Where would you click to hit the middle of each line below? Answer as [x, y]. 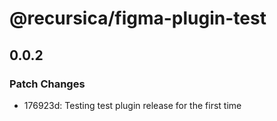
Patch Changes [47, 84]
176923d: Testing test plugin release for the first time [132, 105]
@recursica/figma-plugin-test [138, 18]
